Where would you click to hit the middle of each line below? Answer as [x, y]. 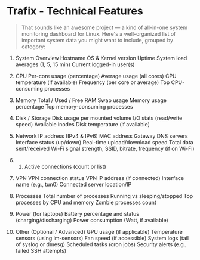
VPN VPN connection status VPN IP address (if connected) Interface [100, 178]
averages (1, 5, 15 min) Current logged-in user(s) [75, 64]
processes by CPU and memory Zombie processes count [86, 202]
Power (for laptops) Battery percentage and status [77, 213]
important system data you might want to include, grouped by [97, 40]
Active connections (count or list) [65, 166]
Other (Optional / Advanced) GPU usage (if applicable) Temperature [99, 231]
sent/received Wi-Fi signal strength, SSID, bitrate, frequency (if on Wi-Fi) [105, 148]
